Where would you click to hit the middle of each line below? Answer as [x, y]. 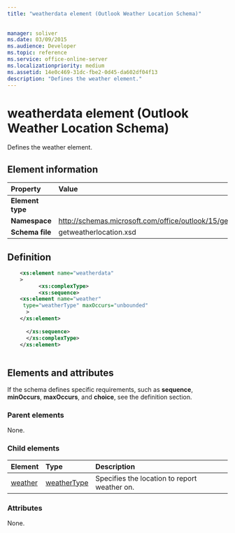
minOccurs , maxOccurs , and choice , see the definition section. [100, 397]
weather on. [115, 487]
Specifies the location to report [146, 478]
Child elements [34, 448]
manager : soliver [33, 33]
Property [26, 189]
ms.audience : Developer [42, 46]
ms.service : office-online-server [58, 59]
